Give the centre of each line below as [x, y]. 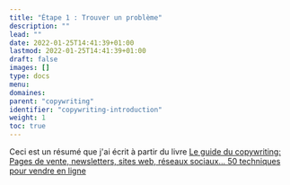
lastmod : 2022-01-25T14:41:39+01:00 [78, 51]
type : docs [30, 76]
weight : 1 [28, 118]
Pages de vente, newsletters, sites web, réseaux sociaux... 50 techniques [145, 161]
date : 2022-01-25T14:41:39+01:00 [72, 43]
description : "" [40, 26]
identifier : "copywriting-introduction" [86, 110]
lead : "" [26, 34]
